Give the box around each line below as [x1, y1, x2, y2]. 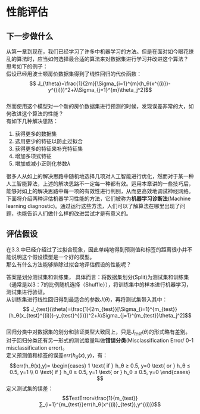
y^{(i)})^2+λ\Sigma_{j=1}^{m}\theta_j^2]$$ [48, 86, 152, 93]
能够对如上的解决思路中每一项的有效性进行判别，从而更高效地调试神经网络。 [6, 188, 194, 194]
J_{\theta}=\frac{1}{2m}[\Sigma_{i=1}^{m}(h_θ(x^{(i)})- [37, 80, 171, 87]
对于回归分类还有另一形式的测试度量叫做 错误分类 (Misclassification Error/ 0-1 [6, 337, 194, 344]
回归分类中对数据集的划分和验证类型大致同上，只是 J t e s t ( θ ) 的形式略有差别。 [6, 328, 191, 337]
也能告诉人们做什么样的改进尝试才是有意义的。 [16, 210, 132, 217]
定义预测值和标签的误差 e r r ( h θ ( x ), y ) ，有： [6, 351, 108, 360]
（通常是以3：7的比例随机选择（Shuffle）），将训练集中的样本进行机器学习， [6, 281, 192, 288]
